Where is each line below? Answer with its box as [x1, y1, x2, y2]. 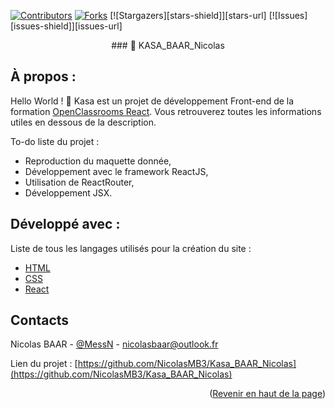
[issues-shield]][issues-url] [10, 20, 123, 32]
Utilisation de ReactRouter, [24, 176, 135, 188]
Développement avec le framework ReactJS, [24, 165, 209, 177]
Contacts [10, 312, 70, 329]
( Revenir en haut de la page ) [209, 388, 326, 400]
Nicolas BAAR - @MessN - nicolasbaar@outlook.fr [10, 338, 219, 350]
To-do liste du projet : [10, 135, 100, 147]
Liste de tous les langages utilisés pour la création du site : [10, 242, 252, 254]
